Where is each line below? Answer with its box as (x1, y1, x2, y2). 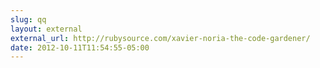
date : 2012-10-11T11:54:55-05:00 (10, 42, 150, 53)
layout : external (10, 24, 83, 34)
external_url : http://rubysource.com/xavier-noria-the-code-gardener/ (10, 33, 311, 43)
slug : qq (10, 14, 47, 25)
